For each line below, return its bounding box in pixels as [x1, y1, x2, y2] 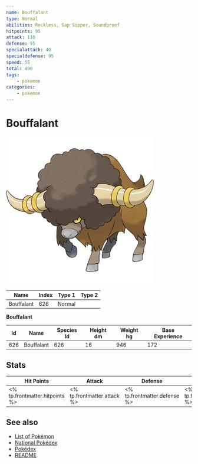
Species [57, 326, 78, 334]
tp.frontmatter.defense [124, 393, 180, 399]
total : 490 [6, 66, 33, 71]
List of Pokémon [14, 433, 55, 440]
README [14, 452, 37, 459]
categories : [6, 84, 35, 90]
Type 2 [80, 292, 98, 299]
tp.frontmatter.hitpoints [8, 393, 65, 399]
